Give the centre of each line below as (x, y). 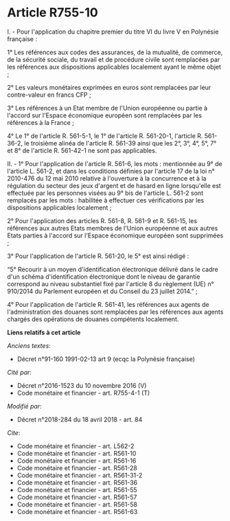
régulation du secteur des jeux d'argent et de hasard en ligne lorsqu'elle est (114, 185)
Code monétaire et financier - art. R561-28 (77, 467)
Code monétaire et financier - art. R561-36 (77, 483)
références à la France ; (41, 122)
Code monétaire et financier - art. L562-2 (76, 446)
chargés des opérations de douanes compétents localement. (93, 319)
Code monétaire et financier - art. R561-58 (77, 504)
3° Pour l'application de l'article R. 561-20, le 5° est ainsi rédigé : (98, 256)
